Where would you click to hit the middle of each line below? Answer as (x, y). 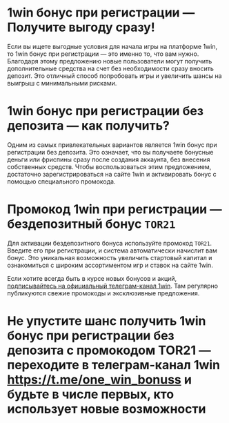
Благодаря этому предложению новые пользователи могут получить (110, 61)
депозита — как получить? (89, 126)
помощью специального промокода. (61, 181)
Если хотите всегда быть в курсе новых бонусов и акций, (92, 278)
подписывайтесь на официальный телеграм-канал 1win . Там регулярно (113, 286)
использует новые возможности (107, 409)
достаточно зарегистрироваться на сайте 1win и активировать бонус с (112, 174)
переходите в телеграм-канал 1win (114, 365)
